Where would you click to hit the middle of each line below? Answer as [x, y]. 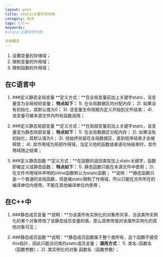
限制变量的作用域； [31, 61]
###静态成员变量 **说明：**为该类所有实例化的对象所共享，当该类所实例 [85, 215]
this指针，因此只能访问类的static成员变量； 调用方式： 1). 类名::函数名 [82, 243]
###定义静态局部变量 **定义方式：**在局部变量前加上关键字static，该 [82, 126]
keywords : [15, 28]
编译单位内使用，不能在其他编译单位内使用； [57, 185]
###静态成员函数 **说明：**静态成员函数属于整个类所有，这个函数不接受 [85, 237]
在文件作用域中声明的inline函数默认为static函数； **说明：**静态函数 [81, 173]
